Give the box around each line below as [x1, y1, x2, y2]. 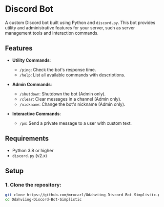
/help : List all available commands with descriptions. [19, 72, 125, 78]
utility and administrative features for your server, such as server [5, 24, 135, 30]
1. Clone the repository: [5, 181, 62, 188]
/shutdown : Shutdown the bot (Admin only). [19, 91, 106, 96]
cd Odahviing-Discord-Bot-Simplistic [5, 197, 82, 202]
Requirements [5, 135, 49, 143]
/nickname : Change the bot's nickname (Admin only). [19, 101, 125, 107]
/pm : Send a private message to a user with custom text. [19, 120, 132, 126]
